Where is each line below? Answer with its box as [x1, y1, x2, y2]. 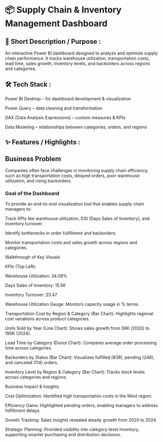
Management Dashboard [5, 18, 108, 29]
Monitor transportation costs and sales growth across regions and [5, 240, 137, 246]
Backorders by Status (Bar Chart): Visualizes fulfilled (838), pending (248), [5, 354, 155, 360]
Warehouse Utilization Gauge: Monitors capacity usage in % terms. [5, 301, 140, 307]
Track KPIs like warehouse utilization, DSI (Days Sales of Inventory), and [5, 215, 150, 222]
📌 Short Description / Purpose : [5, 37, 101, 46]
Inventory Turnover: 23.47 [5, 292, 57, 298]
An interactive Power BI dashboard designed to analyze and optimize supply [5, 50, 158, 56]
